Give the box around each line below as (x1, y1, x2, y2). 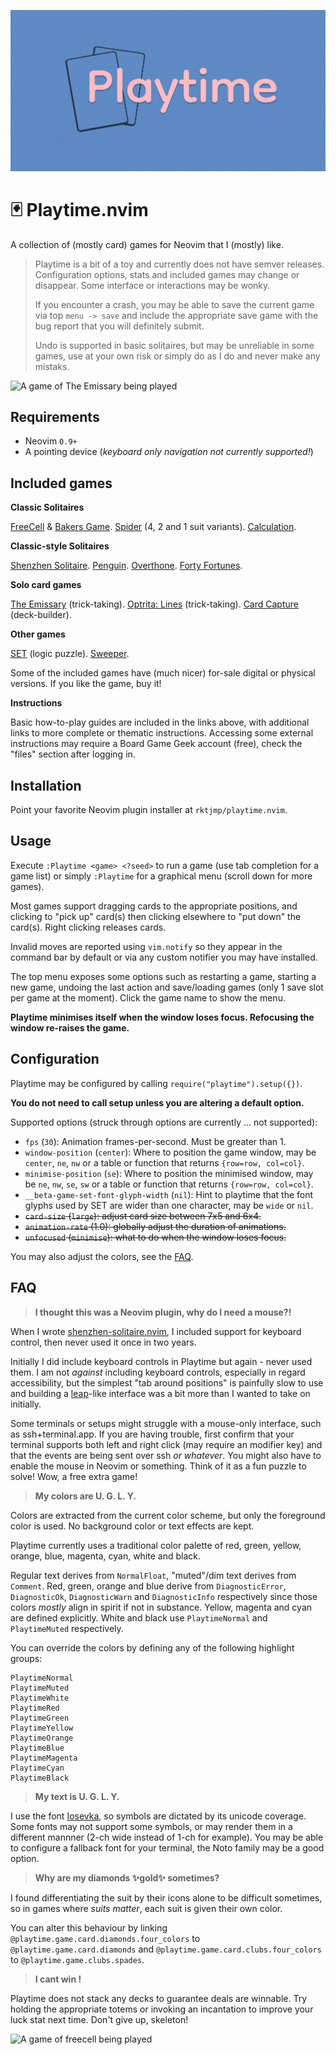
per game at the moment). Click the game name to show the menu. (10, 991, 286, 1004)
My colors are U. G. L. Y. (34, 1490, 137, 1502)
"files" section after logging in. (10, 748, 136, 760)
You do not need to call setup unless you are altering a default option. (10, 1096, 305, 1109)
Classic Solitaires (10, 501, 85, 514)
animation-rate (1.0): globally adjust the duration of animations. (24, 1220, 287, 1232)
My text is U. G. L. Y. (34, 1790, 120, 1802)
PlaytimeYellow (10, 1723, 74, 1733)
